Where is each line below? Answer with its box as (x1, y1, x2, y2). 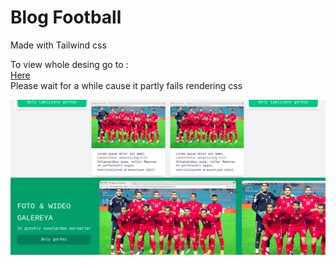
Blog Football (10, 6, 122, 29)
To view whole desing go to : (10, 58, 129, 70)
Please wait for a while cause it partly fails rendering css (10, 79, 243, 91)
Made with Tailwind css (10, 39, 107, 51)
